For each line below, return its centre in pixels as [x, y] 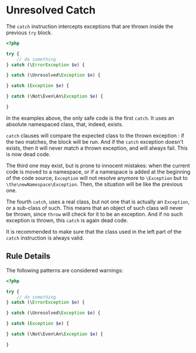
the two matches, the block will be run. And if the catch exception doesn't [95, 141]
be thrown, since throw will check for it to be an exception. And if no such [94, 214]
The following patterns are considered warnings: [65, 270]
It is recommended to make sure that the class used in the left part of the [94, 231]
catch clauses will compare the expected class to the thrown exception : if [95, 136]
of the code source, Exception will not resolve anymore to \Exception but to [97, 178]
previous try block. [29, 32]
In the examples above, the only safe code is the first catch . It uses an [90, 118]
